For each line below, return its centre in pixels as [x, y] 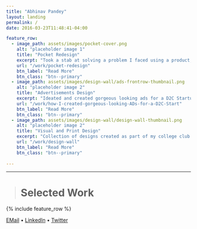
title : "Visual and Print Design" [59, 131]
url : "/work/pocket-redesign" [54, 66]
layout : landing [26, 17]
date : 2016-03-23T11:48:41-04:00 [47, 28]
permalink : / [22, 22]
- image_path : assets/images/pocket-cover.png [69, 44]
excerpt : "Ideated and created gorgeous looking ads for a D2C [96, 98]
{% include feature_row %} [39, 209]
